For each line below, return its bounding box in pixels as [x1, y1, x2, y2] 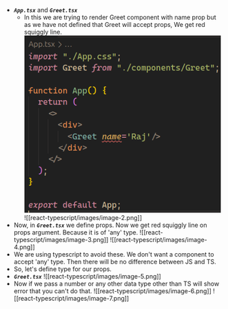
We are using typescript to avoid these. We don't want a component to [13, 250, 215, 258]
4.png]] [13, 243, 36, 251]
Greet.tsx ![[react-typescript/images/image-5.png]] [13, 272, 162, 280]
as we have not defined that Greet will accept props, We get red [23, 21, 205, 28]
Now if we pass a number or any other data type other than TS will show [13, 279, 220, 288]
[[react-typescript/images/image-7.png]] [13, 294, 129, 302]
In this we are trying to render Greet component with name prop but [23, 13, 217, 21]
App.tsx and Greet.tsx [13, 6, 78, 14]
